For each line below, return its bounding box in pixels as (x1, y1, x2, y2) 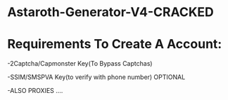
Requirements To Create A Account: (7, 36, 222, 52)
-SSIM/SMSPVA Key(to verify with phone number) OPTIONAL (7, 73, 186, 81)
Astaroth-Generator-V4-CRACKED (7, 4, 215, 20)
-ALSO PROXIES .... (7, 87, 63, 95)
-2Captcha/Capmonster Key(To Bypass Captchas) (7, 59, 153, 68)
